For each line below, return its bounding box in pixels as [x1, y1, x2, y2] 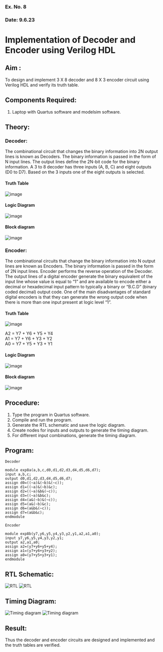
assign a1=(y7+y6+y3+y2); [5, 549, 57, 553]
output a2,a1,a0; [5, 540, 40, 545]
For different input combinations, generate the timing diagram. [12, 432, 137, 438]
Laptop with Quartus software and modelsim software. [12, 109, 121, 115]
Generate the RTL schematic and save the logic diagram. [12, 422, 126, 428]
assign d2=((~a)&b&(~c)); [5, 489, 57, 494]
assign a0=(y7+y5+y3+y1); [5, 552, 57, 558]
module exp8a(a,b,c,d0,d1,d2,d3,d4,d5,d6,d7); [5, 468, 101, 473]
